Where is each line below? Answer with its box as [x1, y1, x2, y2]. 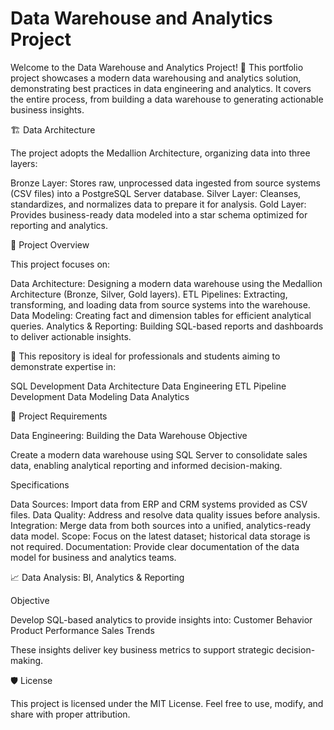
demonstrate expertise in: [10, 360, 117, 372]
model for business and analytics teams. [10, 551, 177, 563]
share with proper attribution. [10, 708, 131, 720]
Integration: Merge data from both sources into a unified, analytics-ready [10, 519, 312, 531]
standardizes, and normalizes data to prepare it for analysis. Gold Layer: [10, 198, 307, 210]
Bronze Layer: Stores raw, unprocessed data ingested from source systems [10, 177, 321, 189]
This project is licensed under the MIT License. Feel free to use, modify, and [10, 697, 324, 709]
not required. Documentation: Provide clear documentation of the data [10, 540, 300, 552]
